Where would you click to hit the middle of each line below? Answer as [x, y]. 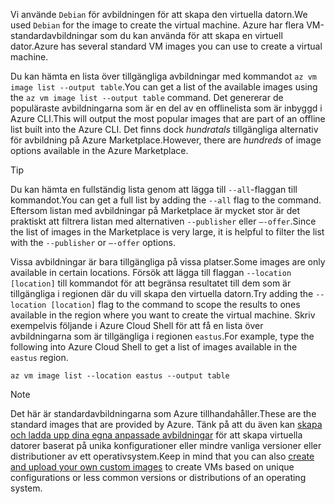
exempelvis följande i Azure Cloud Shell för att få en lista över [137, 325]
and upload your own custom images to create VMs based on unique [152, 467]
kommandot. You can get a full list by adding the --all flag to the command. [166, 200]
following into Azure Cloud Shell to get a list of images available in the [154, 347]
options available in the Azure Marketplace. [99, 150]
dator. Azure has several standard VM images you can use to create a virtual [166, 46]
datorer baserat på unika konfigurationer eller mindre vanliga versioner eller [166, 445]
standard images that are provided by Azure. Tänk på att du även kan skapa [166, 424]
